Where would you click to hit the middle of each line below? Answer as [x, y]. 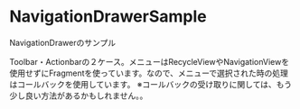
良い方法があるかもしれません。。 [86, 95]
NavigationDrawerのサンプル [62, 42]
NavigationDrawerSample [108, 17]
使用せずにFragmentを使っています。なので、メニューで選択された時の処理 [149, 73]
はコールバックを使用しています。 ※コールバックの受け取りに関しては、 [143, 84]
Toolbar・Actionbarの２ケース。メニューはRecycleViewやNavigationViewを [150, 61]
